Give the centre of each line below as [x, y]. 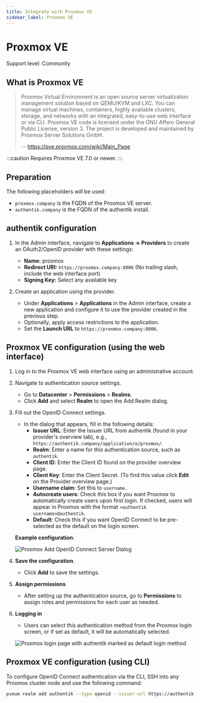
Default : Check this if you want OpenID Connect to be [99, 520]
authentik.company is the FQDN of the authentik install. [82, 210]
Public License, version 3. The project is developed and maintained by [107, 129]
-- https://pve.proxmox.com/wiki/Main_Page [75, 147]
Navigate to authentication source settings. [68, 383]
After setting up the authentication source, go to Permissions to [103, 595]
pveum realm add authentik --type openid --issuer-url [76, 694]
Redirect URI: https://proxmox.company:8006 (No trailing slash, [101, 267]
